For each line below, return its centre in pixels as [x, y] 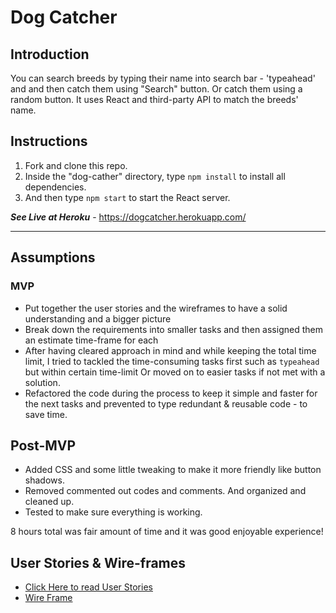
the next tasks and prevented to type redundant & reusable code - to [166, 403]
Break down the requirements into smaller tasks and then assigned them [173, 329]
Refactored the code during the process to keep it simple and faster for [171, 393]
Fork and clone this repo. [76, 165]
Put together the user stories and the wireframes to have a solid [156, 308]
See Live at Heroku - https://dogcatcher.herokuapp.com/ [128, 217]
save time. [46, 414]
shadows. [44, 480]
